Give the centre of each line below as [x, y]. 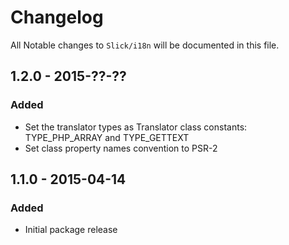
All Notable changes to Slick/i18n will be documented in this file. [145, 45]
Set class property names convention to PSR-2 [121, 148]
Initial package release [71, 230]
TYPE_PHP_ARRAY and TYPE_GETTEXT [107, 137]
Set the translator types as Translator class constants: [136, 127]
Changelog [57, 17]
